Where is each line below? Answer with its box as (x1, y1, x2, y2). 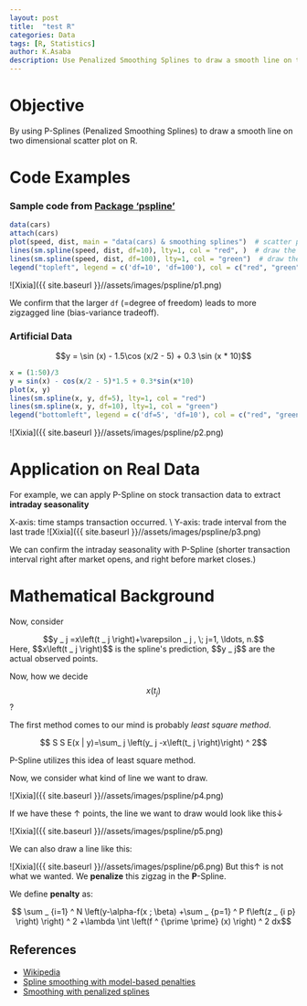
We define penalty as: (9, 888, 93, 899)
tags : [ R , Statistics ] (9, 38, 96, 48)
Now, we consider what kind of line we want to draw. (9, 772, 208, 783)
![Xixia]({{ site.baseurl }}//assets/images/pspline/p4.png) (9, 789, 224, 800)
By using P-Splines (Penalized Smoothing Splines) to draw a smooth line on (9, 125, 293, 136)
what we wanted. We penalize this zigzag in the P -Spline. (9, 870, 227, 882)
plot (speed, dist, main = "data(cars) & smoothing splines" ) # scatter (9, 238, 292, 247)
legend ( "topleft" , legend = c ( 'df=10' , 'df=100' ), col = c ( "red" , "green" (9, 262, 301, 272)
